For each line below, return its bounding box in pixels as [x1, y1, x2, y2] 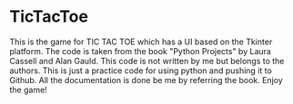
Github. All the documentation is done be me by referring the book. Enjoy [9, 74, 284, 85]
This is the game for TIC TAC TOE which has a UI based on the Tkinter [9, 36, 273, 47]
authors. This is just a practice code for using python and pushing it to [9, 65, 273, 76]
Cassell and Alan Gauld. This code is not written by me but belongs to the [9, 55, 285, 66]
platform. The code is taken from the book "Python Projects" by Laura [9, 45, 271, 56]
